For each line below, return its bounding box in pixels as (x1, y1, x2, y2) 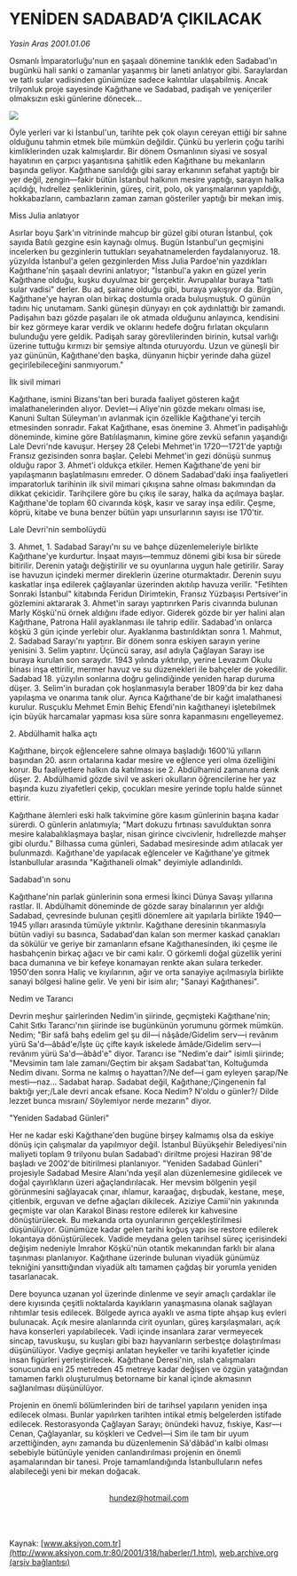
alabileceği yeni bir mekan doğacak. (9, 1465, 141, 1477)
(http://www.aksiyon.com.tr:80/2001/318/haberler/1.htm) (9, 1547, 215, 1557)
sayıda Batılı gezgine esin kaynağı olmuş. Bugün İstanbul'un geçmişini (9, 236, 264, 248)
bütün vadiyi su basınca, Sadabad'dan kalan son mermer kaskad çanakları (9, 928, 281, 940)
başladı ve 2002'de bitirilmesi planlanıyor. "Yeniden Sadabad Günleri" (9, 1158, 263, 1169)
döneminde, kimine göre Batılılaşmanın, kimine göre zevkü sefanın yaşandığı (9, 431, 288, 442)
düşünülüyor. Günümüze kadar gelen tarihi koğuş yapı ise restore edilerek (9, 1224, 278, 1234)
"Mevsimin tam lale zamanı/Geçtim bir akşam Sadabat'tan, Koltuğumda (9, 1057, 269, 1068)
